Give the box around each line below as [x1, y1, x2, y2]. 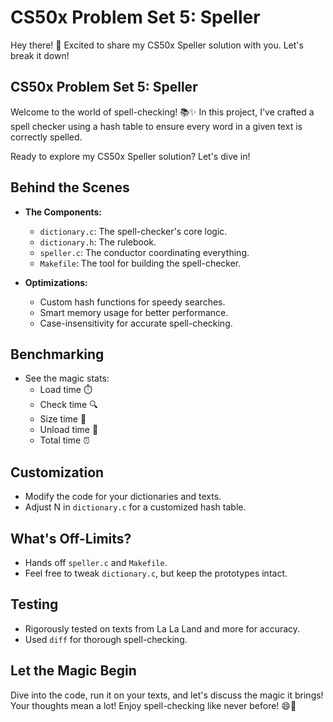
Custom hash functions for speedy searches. [39, 296, 226, 308]
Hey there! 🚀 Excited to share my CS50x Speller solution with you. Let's [10, 39, 304, 51]
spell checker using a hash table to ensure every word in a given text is [10, 120, 303, 132]
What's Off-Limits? [10, 530, 132, 547]
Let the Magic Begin [10, 662, 137, 680]
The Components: [24, 206, 102, 218]
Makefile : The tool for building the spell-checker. [39, 257, 242, 269]
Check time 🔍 [39, 399, 98, 411]
